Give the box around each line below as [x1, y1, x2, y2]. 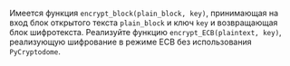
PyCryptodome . [9, 46, 61, 57]
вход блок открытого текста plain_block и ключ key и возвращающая [9, 17, 278, 28]
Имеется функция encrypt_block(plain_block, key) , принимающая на [9, 8, 279, 18]
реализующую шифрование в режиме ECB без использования [9, 36, 252, 47]
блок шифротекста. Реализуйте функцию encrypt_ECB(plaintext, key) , [9, 27, 283, 37]
